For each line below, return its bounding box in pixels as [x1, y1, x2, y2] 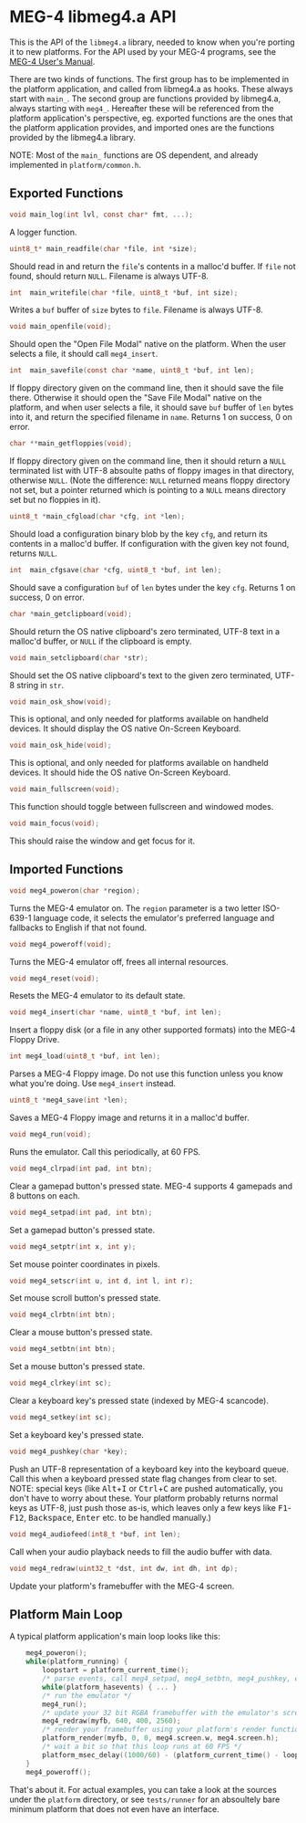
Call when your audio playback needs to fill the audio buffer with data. [9, 1545, 272, 1557]
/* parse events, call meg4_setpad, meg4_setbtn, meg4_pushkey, [42, 1674, 291, 1683]
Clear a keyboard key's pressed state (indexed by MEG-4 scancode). [9, 1395, 269, 1407]
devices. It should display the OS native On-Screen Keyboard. [9, 723, 241, 734]
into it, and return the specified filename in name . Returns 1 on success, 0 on [9, 412, 293, 423]
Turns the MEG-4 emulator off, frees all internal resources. [9, 956, 229, 967]
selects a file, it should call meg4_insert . [9, 349, 158, 360]
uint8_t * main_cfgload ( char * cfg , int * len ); [9, 512, 185, 521]
